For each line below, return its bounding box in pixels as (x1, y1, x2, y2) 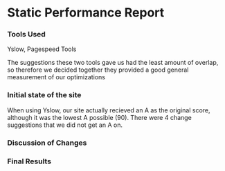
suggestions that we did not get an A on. (7, 121, 123, 129)
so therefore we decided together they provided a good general (7, 66, 189, 74)
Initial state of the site (7, 90, 82, 100)
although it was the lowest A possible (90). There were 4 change (7, 113, 192, 121)
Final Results (7, 157, 52, 166)
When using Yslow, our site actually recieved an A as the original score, (7, 105, 210, 114)
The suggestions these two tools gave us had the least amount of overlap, (7, 59, 219, 67)
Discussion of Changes (7, 138, 87, 148)
